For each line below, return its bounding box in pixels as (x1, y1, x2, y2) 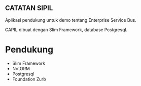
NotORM (12, 65, 30, 71)
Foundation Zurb (12, 76, 46, 82)
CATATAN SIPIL (5, 4, 53, 12)
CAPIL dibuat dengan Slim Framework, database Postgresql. (5, 27, 128, 33)
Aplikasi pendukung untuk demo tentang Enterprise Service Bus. (5, 17, 137, 23)
